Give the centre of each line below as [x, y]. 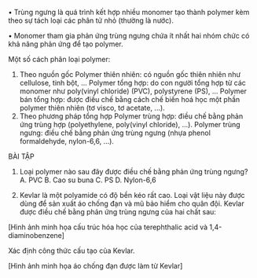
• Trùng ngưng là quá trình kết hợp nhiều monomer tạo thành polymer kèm [129, 12]
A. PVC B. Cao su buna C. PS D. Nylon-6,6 [88, 180]
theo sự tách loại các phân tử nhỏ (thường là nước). [91, 20]
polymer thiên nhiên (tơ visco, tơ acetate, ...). [92, 108]
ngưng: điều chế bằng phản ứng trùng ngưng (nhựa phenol [115, 133]
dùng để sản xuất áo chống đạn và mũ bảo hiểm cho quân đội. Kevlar [132, 203]
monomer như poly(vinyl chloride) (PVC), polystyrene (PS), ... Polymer [133, 91]
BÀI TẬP [21, 156]
